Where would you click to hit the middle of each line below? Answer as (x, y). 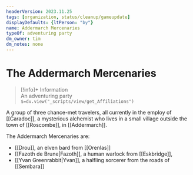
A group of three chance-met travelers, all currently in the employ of (89, 112)
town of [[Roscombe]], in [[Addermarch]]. (56, 124)
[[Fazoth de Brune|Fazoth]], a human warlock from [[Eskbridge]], (93, 154)
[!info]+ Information (44, 89)
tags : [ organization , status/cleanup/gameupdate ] (68, 17)
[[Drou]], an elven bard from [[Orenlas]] (62, 147)
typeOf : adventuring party (39, 33)
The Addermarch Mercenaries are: (48, 136)
